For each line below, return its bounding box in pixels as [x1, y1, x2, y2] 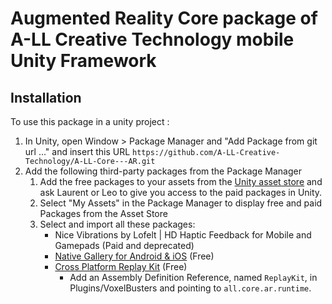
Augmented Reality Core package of [10, 7, 318, 30]
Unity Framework [10, 50, 157, 72]
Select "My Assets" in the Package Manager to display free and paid [39, 197, 323, 209]
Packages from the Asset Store [39, 208, 168, 219]
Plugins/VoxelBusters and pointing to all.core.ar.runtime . [69, 282, 312, 294]
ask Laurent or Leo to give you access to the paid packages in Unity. [39, 187, 323, 198]
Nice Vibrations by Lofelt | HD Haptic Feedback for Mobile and [54, 229, 312, 241]
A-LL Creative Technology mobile [10, 28, 295, 51]
